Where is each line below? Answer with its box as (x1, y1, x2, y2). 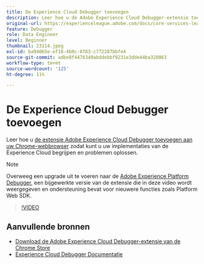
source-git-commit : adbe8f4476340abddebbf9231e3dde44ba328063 (6, 54, 167, 60)
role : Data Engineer (6, 32, 59, 38)
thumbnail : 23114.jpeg (6, 43, 64, 49)
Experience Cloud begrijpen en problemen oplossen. (6, 149, 138, 156)
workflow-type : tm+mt (6, 60, 61, 66)
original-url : (6, 20, 42, 26)
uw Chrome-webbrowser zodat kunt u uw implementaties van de (6, 143, 169, 150)
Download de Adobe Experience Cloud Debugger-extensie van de (15, 238, 181, 244)
